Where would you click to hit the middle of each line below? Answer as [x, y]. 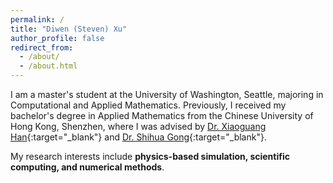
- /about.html [48, 66]
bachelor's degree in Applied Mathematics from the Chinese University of [162, 115]
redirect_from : [42, 47]
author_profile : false [57, 38]
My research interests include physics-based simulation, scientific [150, 156]
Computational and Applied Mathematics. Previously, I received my [148, 105]
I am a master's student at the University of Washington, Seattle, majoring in [167, 94]
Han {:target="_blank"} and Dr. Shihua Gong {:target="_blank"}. [138, 137]
